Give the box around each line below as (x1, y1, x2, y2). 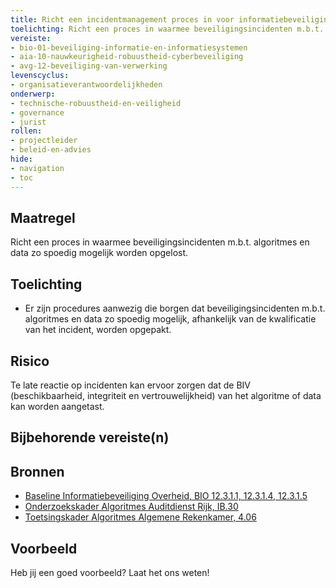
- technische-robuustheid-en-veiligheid (10, 98, 182, 108)
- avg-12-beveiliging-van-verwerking (10, 61, 168, 71)
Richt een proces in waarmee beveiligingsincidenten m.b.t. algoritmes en (10, 236, 310, 248)
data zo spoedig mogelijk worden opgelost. (10, 247, 189, 259)
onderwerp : (10, 89, 56, 99)
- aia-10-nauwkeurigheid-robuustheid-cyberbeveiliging (10, 52, 244, 62)
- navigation (10, 163, 65, 173)
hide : (10, 154, 33, 164)
